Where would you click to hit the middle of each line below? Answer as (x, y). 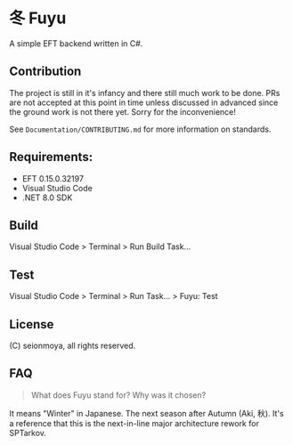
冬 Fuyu (38, 18)
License (32, 324)
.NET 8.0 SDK (47, 198)
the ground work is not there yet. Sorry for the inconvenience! (122, 111)
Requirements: (51, 157)
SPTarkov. (28, 433)
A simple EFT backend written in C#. (76, 43)
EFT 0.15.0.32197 (53, 178)
